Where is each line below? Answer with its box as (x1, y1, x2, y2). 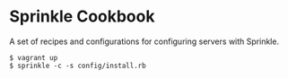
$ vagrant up (9, 53, 58, 62)
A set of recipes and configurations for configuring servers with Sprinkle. (9, 36, 280, 47)
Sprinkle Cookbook (9, 6, 155, 27)
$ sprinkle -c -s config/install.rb (9, 61, 146, 70)
